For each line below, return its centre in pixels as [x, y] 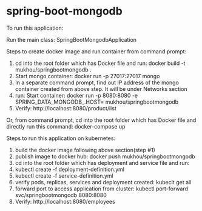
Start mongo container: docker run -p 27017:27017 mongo [87, 76]
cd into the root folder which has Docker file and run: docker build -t [100, 63]
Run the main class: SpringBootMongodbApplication [72, 39]
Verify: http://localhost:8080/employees [65, 201]
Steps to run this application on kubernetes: [61, 138]
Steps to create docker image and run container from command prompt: [96, 51]
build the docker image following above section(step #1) [85, 150]
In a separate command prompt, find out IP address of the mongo [97, 82]
